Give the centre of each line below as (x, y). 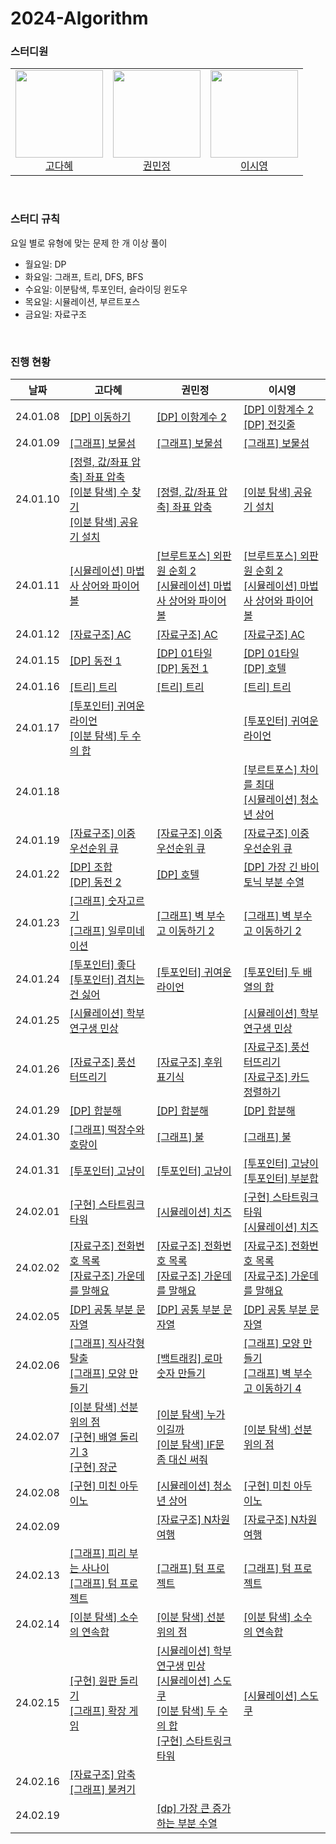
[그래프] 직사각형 (107, 1344)
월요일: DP (45, 264)
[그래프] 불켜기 (102, 1790)
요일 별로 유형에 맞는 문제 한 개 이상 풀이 (89, 243)
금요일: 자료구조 (55, 314)
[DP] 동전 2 (95, 882)
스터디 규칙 (35, 219)
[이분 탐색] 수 (99, 492)
